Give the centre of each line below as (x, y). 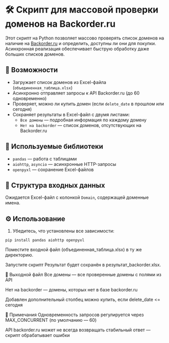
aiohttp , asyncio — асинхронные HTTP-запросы (64, 164)
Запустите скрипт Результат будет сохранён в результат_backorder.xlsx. (83, 265)
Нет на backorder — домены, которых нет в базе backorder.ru (71, 290)
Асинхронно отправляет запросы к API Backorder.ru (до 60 (76, 93)
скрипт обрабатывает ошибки (38, 335)
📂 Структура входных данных (55, 185)
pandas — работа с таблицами (45, 159)
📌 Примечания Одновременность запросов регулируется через (74, 315)
